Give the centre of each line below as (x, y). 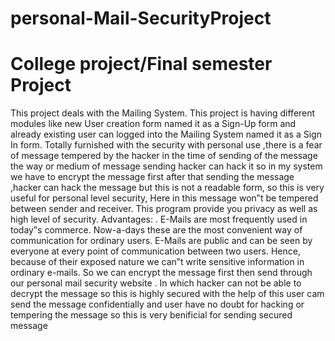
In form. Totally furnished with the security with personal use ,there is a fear (166, 145)
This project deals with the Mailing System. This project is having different (163, 113)
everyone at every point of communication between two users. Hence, (155, 251)
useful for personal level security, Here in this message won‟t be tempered (164, 198)
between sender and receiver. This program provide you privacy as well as (164, 209)
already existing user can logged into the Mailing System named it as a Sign (166, 134)
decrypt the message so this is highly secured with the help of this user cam (167, 294)
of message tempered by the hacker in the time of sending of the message (164, 156)
